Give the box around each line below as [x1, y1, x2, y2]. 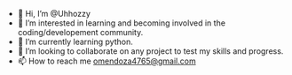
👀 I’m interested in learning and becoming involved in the [17, 18, 226, 28]
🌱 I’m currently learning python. [17, 36, 133, 47]
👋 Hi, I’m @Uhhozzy [17, 9, 91, 19]
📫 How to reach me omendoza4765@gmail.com [17, 56, 197, 66]
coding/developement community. [17, 27, 144, 37]
